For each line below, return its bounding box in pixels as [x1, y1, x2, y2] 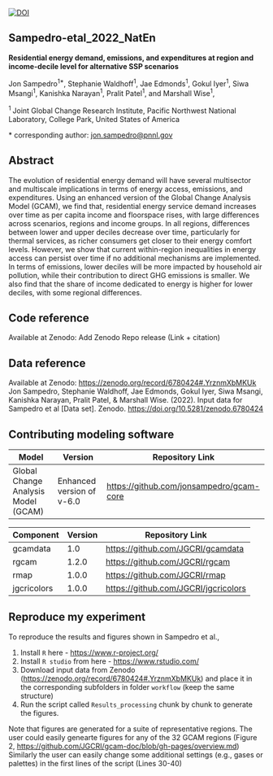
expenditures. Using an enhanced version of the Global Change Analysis [8, 192, 252, 203]
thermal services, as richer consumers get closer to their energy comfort [8, 236, 252, 246]
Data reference [8, 356, 86, 370]
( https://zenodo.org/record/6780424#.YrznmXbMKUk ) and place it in [19, 674, 253, 683]
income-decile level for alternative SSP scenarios [8, 61, 179, 71]
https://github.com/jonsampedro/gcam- [106, 481, 260, 492]
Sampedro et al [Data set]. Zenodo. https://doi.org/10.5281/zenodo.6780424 [8, 403, 264, 414]
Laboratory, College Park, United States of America [8, 114, 180, 124]
